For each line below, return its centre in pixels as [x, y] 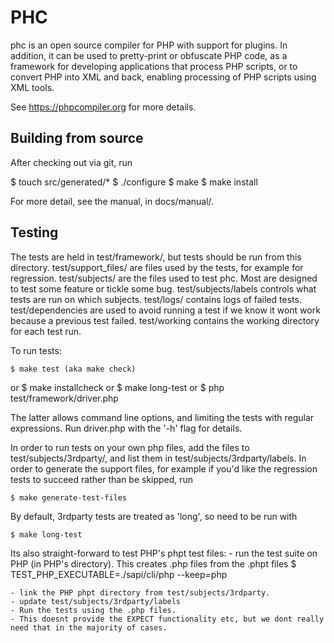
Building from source [77, 138]
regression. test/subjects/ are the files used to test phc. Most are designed [164, 278]
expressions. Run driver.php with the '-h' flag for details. [126, 428]
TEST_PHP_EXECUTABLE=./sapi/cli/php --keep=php [119, 574]
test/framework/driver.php [64, 398]
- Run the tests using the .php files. [93, 610]
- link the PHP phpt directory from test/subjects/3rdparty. [140, 592]
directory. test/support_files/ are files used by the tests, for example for [157, 267]
